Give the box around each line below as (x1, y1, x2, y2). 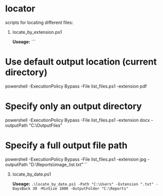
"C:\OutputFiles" (29, 122, 63, 128)
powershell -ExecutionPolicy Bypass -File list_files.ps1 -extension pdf (5, 83, 147, 89)
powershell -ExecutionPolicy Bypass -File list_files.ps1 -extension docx (5, 117, 150, 123)
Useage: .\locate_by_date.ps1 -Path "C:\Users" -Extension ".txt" (12, 181, 154, 187)
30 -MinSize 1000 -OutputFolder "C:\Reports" (32, 186, 129, 191)
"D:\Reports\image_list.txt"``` (29, 161, 88, 167)
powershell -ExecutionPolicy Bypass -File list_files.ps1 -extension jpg (5, 156, 147, 162)
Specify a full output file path (5, 140, 128, 151)
